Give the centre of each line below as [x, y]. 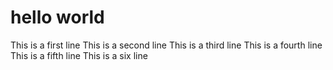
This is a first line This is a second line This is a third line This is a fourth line [166, 45]
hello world [57, 17]
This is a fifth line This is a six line [79, 55]
